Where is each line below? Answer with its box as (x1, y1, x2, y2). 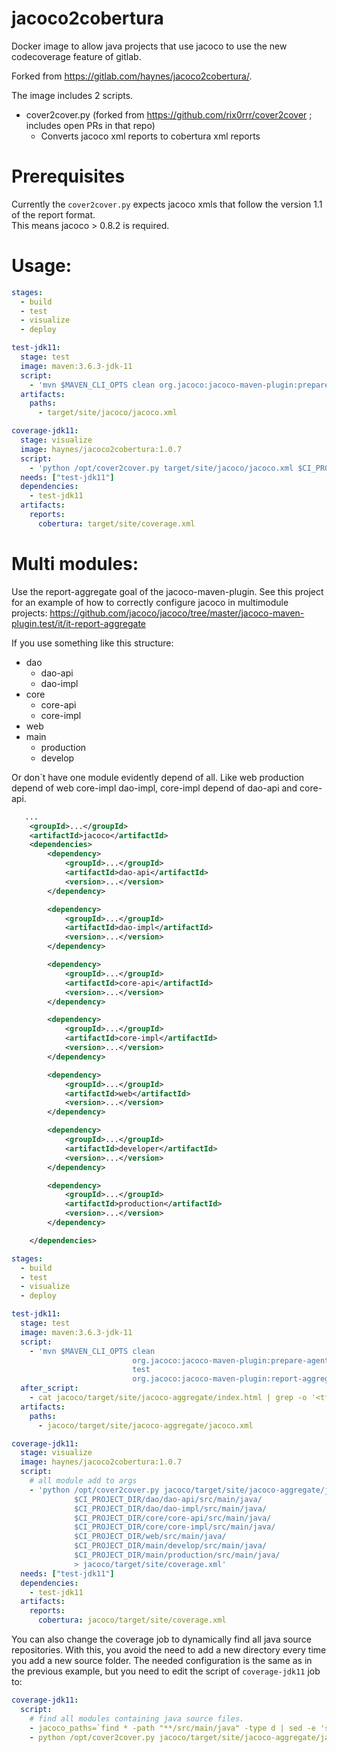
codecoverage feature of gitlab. (11, 50, 142, 62)
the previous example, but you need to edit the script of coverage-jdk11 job (11, 1665, 321, 1677)
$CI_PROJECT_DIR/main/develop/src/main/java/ (74, 1541, 268, 1551)
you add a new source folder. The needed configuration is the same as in (11, 1655, 313, 1666)
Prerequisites (11, 165, 126, 188)
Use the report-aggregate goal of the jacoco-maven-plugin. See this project (11, 585, 324, 597)
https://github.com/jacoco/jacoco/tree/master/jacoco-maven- (49, 607, 305, 619)
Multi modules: (11, 553, 139, 575)
